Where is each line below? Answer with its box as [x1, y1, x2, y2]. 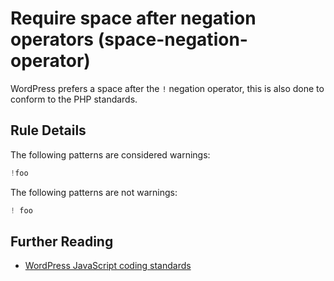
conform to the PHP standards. [10, 93, 138, 105]
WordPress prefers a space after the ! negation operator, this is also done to [10, 82, 325, 94]
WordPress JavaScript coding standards [24, 260, 192, 272]
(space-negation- [97, 28, 248, 51]
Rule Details [10, 122, 87, 139]
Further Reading [10, 233, 114, 250]
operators [10, 28, 95, 51]
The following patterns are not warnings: [10, 186, 178, 198]
